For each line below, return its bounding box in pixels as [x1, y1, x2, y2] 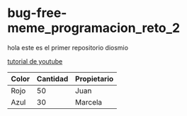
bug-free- [7, 5, 67, 21]
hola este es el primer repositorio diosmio [7, 43, 129, 52]
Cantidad [36, 74, 69, 83]
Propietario [75, 74, 114, 83]
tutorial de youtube [7, 57, 63, 65]
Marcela [75, 97, 103, 107]
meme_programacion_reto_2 [7, 20, 181, 36]
